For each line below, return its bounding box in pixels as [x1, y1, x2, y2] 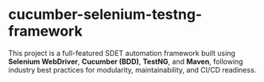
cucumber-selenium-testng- [8, 6, 203, 24]
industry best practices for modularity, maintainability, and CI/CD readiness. [8, 65, 257, 74]
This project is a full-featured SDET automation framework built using [8, 48, 236, 58]
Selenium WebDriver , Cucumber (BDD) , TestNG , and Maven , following [8, 57, 244, 66]
